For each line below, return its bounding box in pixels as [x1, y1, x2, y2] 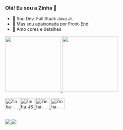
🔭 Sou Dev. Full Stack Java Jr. [12, 16, 73, 22]
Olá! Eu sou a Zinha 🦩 [5, 4, 57, 11]
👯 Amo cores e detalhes [12, 26, 61, 32]
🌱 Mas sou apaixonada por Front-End [12, 21, 89, 27]
